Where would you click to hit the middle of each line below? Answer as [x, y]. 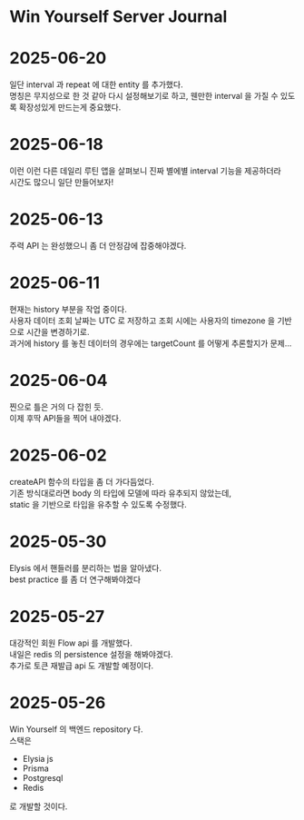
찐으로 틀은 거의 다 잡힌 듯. [57, 407]
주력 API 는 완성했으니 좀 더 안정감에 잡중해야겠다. [98, 246]
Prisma [36, 768]
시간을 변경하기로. [58, 331]
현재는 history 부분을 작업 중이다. [68, 309]
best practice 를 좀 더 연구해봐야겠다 [75, 579]
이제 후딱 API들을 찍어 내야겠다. [65, 418]
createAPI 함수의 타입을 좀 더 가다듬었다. [82, 481]
